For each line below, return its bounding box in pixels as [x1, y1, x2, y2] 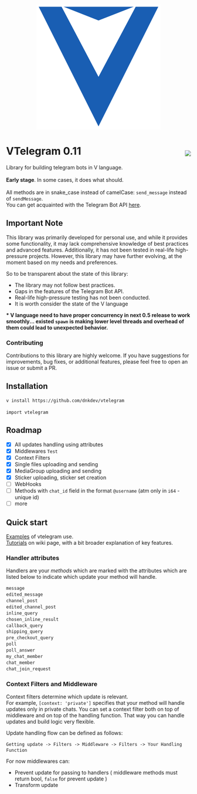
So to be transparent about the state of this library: [6, 270, 128, 277]
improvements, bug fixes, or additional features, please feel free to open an [6, 358, 188, 365]
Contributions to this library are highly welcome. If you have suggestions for [6, 352, 189, 359]
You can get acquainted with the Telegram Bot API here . [6, 201, 142, 208]
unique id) [14, 494, 39, 501]
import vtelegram [6, 409, 49, 415]
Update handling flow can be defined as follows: [6, 729, 123, 737]
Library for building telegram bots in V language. [6, 164, 123, 171]
